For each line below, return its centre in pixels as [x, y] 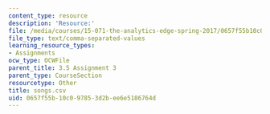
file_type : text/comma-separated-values [77, 38]
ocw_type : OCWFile [39, 61]
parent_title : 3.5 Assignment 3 [62, 68]
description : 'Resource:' [51, 23]
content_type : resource [48, 16]
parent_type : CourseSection [55, 75]
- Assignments [32, 53]
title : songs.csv [37, 90]
